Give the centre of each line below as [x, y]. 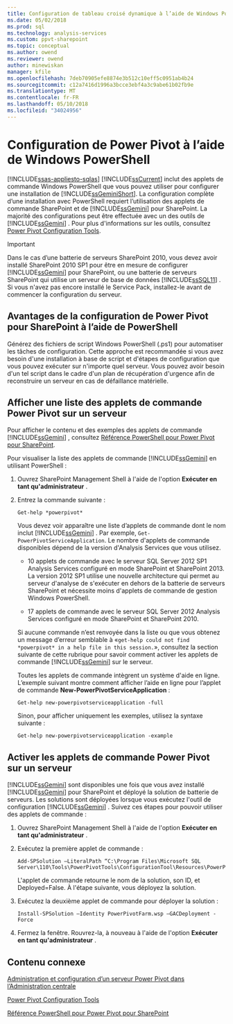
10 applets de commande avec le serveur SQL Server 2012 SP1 [117, 561]
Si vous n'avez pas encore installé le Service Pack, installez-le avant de [109, 287]
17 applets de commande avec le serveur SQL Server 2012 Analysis [124, 611]
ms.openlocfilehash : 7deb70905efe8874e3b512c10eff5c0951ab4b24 [101, 78]
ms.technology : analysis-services [57, 33]
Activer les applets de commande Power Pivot [109, 757]
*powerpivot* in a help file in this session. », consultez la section [118, 647]
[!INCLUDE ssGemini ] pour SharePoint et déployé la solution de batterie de [113, 792]
